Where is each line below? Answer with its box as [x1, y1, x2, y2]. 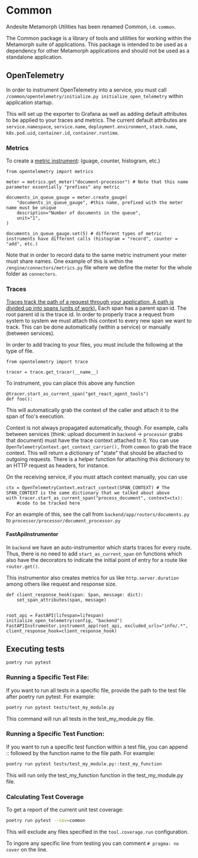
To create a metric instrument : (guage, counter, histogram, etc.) [6, 157, 160, 164]
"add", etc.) [6, 241, 38, 247]
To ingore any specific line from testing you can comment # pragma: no [6, 840, 179, 847]
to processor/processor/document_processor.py [6, 517, 121, 524]
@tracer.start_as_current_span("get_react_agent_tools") [6, 391, 149, 397]
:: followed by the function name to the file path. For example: [6, 749, 156, 756]
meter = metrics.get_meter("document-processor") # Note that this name [6, 179, 189, 185]
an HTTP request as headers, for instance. [6, 462, 109, 469]
